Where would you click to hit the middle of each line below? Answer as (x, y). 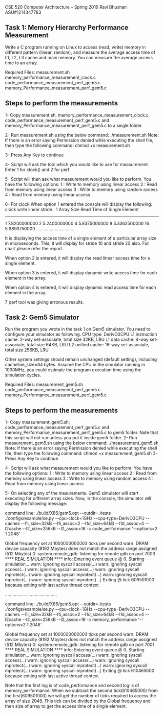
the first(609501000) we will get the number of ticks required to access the (81, 696)
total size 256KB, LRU (27, 350)
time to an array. (21, 63)
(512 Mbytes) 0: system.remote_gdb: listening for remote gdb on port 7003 (80, 554)
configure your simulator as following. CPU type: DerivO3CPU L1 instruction (81, 334)
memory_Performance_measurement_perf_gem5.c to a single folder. (74, 125)
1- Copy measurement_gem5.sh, (38, 422)
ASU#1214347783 (23, 12)
